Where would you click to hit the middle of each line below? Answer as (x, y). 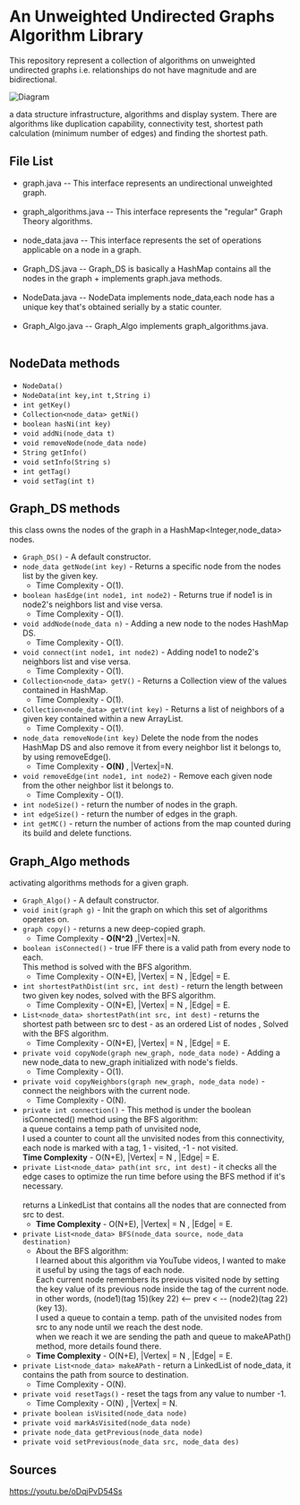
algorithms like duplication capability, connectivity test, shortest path (136, 124)
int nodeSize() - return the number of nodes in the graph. (130, 805)
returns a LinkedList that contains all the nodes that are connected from (154, 1205)
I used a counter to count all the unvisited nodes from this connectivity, (153, 1138)
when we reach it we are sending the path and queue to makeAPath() (163, 1336)
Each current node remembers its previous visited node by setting (157, 1280)
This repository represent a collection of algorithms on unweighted (133, 60)
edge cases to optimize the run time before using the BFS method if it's (154, 1177)
